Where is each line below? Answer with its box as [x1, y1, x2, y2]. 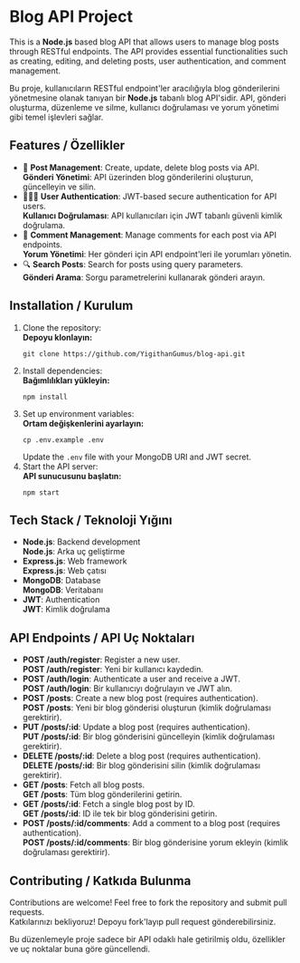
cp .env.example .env [22, 435, 104, 445]
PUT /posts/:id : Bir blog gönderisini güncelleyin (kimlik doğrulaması [22, 731, 276, 742]
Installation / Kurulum [9, 298, 134, 313]
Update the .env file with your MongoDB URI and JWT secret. [22, 451, 251, 462]
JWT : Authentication [22, 594, 100, 605]
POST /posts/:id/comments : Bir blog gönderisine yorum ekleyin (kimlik [22, 837, 289, 848]
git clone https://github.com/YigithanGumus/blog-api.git [22, 349, 246, 359]
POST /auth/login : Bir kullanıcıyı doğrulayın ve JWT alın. [22, 683, 233, 694]
